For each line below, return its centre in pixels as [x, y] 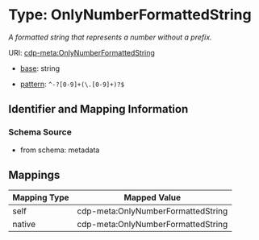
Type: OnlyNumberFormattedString [130, 15]
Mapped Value [152, 197]
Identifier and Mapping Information [98, 109]
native [24, 225]
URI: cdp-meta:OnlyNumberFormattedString [82, 52]
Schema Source [40, 132]
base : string [40, 68]
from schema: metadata [60, 150]
